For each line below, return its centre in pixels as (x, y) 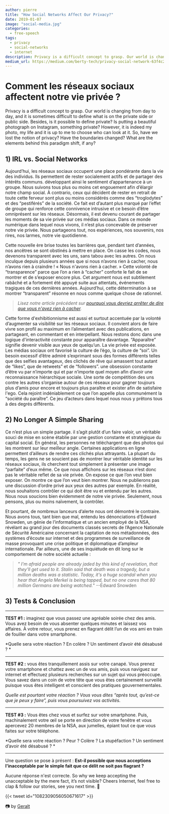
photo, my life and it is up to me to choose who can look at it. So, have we (81, 133)
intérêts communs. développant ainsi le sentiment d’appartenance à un (79, 182)
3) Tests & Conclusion (40, 601)
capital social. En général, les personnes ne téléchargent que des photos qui (84, 443)
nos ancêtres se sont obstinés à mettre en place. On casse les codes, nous (83, 251)
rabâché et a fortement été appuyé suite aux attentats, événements (75, 283)
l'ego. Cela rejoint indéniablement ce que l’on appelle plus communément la (84, 393)
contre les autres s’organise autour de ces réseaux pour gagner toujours (80, 383)
